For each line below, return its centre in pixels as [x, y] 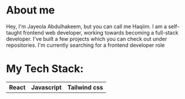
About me [31, 10]
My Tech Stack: [45, 69]
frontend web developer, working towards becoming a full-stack [101, 32]
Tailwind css [85, 87]
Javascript [46, 87]
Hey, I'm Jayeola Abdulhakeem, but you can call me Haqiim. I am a [87, 26]
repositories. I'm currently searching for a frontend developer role [85, 45]
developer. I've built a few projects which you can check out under [87, 39]
